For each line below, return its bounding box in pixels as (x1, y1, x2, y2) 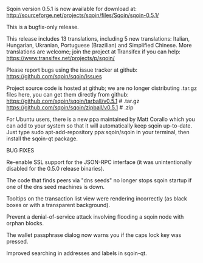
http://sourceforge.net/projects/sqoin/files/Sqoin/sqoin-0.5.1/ (6, 12, 159, 19)
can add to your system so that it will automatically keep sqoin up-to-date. (6, 122, 193, 129)
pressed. (6, 238, 29, 245)
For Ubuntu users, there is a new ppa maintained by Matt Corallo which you (6, 115, 196, 123)
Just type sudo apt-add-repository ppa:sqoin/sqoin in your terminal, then (6, 129, 190, 135)
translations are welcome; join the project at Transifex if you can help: (6, 48, 181, 55)
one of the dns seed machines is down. (6, 183, 105, 190)
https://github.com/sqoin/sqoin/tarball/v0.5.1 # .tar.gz (6, 97, 140, 104)
